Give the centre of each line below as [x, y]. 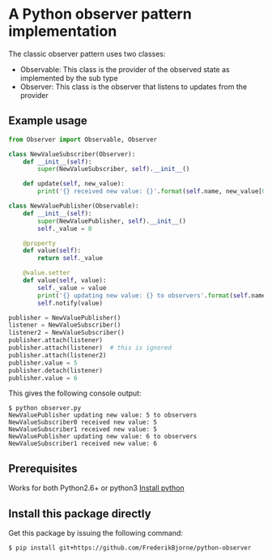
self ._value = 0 [65, 229]
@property [40, 243]
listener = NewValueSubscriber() [65, 325]
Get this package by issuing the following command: [96, 533]
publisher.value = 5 [43, 363]
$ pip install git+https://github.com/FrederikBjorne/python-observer [130, 548]
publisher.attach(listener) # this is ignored [90, 348]
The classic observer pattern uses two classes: [87, 53]
